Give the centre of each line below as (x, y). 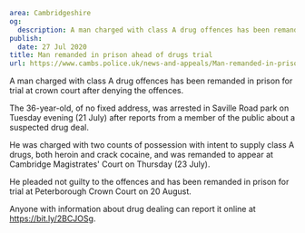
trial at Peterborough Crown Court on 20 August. (101, 191)
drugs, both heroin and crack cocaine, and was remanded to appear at (142, 155)
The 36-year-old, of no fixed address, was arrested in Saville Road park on (149, 108)
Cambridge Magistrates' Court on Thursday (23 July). (110, 164)
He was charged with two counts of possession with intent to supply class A (152, 145)
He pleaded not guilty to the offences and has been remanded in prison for (149, 182)
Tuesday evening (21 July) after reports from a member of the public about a (152, 118)
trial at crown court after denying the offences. (97, 91)
